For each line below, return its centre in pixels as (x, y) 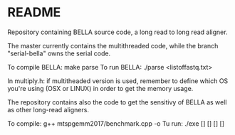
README (34, 12)
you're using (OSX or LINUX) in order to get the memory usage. (100, 88)
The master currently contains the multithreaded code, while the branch (113, 45)
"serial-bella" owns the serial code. (59, 53)
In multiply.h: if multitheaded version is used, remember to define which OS (118, 81)
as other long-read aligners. (48, 109)
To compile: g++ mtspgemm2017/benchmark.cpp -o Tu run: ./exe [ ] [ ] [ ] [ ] (116, 123)
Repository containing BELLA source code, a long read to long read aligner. (117, 32)
